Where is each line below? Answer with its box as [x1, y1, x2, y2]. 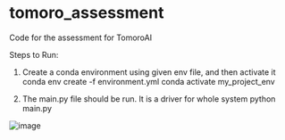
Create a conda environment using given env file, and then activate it [21, 66, 276, 78]
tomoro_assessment [9, 3, 164, 23]
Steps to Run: [9, 49, 59, 60]
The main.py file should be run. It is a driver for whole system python [21, 93, 276, 104]
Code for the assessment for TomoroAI [9, 32, 153, 43]
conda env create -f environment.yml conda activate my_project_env [21, 76, 275, 86]
